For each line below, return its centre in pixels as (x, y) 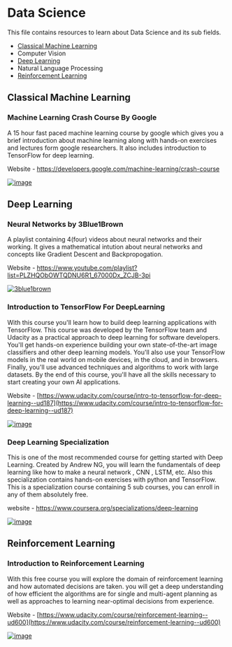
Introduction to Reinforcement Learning (76, 564)
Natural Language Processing (60, 68)
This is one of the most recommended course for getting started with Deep (115, 457)
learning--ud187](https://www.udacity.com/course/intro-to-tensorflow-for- (115, 403)
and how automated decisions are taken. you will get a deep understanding (115, 586)
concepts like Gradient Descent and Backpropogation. (85, 254)
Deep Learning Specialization (58, 442)
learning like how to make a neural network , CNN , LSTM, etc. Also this (110, 472)
